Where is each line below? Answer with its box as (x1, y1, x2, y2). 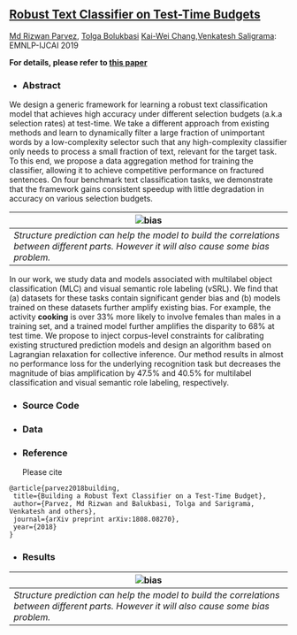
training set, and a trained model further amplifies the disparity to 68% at (9, 321, 276, 332)
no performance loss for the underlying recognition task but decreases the (9, 358, 281, 370)
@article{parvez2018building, (9, 484, 121, 493)
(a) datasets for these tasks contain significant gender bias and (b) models (9, 293, 281, 303)
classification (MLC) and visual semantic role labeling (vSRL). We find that (9, 283, 278, 295)
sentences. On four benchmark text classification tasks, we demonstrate (9, 174, 274, 185)
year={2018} (12, 523, 57, 532)
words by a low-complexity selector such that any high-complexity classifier (9, 137, 287, 148)
